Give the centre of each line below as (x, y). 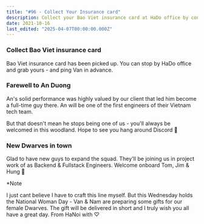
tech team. (20, 111)
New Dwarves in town (39, 145)
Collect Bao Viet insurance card (54, 50)
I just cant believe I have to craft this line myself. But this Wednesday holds (100, 195)
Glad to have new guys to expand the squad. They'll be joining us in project (100, 159)
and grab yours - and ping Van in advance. (60, 70)
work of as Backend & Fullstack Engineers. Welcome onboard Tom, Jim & (98, 165)
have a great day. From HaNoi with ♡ (53, 215)
